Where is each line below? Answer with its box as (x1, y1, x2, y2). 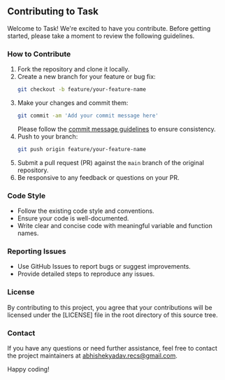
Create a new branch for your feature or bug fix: (17, 73, 156, 81)
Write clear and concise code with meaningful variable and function (17, 222, 213, 230)
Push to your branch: (17, 132, 78, 141)
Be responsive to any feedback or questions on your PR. (17, 173, 180, 181)
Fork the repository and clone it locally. (17, 65, 130, 73)
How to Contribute (7, 49, 71, 59)
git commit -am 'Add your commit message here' (17, 112, 159, 119)
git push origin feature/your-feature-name (17, 146, 147, 153)
